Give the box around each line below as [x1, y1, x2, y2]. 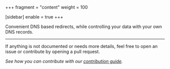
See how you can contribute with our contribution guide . [5, 58, 123, 64]
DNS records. [5, 29, 34, 34]
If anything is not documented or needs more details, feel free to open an [5, 43, 158, 49]
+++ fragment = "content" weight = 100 [5, 4, 88, 10]
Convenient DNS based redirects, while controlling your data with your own [5, 23, 162, 29]
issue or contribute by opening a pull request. [5, 48, 100, 54]
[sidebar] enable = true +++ [5, 14, 64, 19]
